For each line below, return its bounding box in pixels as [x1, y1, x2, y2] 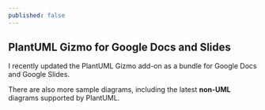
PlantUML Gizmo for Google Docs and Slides [8, 41, 232, 54]
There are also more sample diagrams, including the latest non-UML [8, 85, 231, 94]
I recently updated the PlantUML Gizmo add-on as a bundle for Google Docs [8, 61, 257, 71]
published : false [8, 11, 66, 20]
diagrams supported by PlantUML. [8, 93, 120, 103]
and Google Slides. [8, 70, 70, 79]
